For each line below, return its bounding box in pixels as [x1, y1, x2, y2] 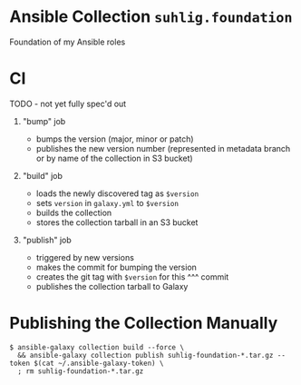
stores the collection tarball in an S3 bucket [35, 216, 199, 228]
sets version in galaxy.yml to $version [35, 197, 180, 208]
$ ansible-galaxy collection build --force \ [9, 342, 184, 351]
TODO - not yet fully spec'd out [9, 98, 127, 109]
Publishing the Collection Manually [9, 313, 278, 333]
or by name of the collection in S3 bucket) [35, 153, 193, 163]
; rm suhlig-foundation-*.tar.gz [17, 366, 144, 376]
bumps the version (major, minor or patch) [35, 133, 194, 144]
